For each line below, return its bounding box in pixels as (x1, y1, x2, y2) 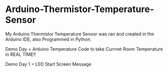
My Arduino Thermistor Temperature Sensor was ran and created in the (5, 31, 154, 37)
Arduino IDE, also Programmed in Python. (5, 36, 92, 42)
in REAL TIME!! (5, 51, 36, 57)
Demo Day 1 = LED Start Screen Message (5, 61, 92, 67)
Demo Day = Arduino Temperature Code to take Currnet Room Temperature (5, 46, 163, 52)
